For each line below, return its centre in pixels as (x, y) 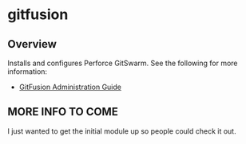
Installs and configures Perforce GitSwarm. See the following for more (123, 63)
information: (28, 72)
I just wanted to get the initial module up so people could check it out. (122, 131)
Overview (32, 44)
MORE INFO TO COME (63, 112)
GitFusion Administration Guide (70, 87)
